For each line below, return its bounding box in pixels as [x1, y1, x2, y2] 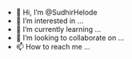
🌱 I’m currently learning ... [15, 25, 102, 33]
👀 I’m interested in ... [15, 16, 84, 26]
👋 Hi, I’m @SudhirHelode [15, 8, 98, 17]
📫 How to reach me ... [15, 42, 90, 51]
